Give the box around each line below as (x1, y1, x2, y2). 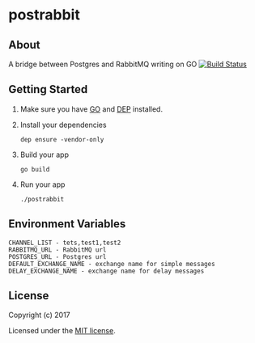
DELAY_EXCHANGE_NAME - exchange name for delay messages (8, 267, 205, 275)
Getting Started (8, 83, 88, 96)
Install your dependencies (19, 120, 107, 129)
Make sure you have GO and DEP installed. (19, 104, 164, 114)
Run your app (19, 180, 66, 189)
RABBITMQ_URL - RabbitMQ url (8, 245, 107, 254)
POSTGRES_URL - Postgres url (8, 252, 107, 260)
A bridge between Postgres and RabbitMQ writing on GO (8, 59, 198, 69)
